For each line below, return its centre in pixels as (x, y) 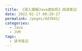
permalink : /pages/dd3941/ (33, 18)
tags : (11, 37)
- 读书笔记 (19, 41)
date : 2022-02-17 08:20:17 (33, 14)
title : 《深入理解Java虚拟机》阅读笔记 (41, 9)
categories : (17, 23)
